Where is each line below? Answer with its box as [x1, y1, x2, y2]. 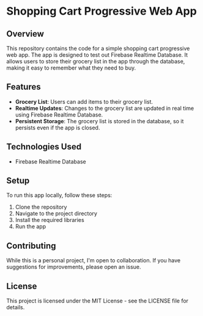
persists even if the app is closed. [15, 124, 100, 131]
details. [6, 304, 25, 311]
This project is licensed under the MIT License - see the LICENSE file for [6, 297, 188, 304]
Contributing [6, 240, 56, 251]
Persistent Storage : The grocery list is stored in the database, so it [15, 117, 184, 124]
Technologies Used [6, 142, 81, 152]
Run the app [15, 223, 46, 230]
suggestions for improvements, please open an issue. [6, 264, 142, 271]
